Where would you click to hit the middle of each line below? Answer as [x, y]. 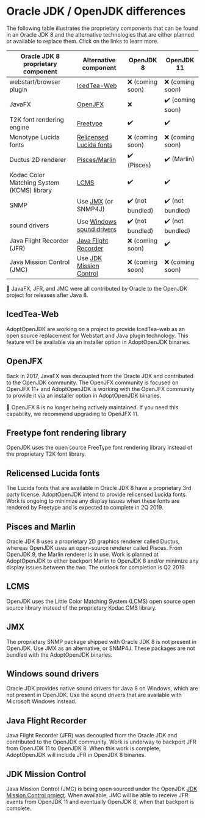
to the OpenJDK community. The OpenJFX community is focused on [92, 382]
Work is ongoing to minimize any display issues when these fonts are [93, 501]
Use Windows [97, 222]
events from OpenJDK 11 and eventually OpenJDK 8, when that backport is [100, 802]
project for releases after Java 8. [47, 295]
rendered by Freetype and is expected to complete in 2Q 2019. [85, 508]
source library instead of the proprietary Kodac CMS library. [81, 608]
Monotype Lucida [34, 137]
